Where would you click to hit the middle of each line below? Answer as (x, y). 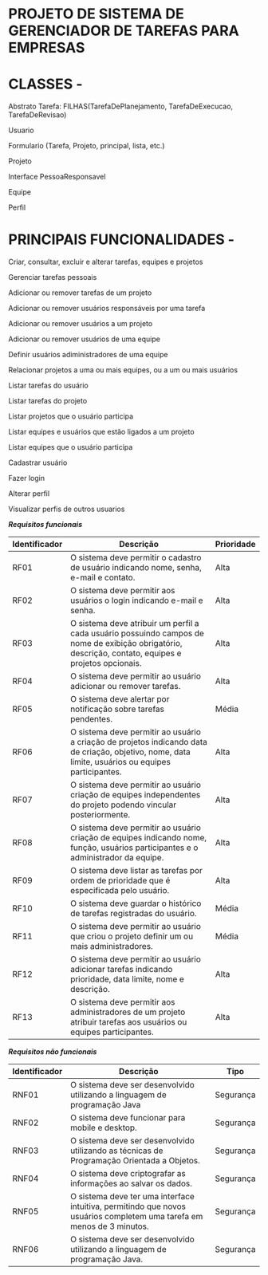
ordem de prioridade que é (120, 880)
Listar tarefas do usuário (49, 386)
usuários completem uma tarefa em (137, 1217)
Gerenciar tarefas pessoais (53, 277)
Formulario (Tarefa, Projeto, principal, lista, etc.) (87, 146)
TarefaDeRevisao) (37, 115)
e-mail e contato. (103, 577)
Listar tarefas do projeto (48, 401)
